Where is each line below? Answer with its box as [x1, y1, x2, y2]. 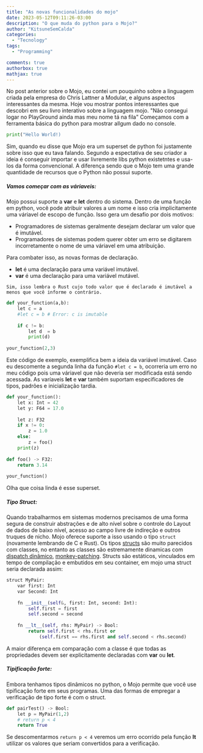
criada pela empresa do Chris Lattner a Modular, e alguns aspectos [6, 94, 175, 101]
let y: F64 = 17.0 [17, 405, 64, 411]
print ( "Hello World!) [6, 132, 62, 138]
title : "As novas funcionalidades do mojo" [6, 9, 119, 15]
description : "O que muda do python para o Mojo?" [6, 20, 138, 26]
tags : [6, 43, 20, 49]
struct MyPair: [6, 577, 45, 584]
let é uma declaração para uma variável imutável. [15, 266, 139, 273]
